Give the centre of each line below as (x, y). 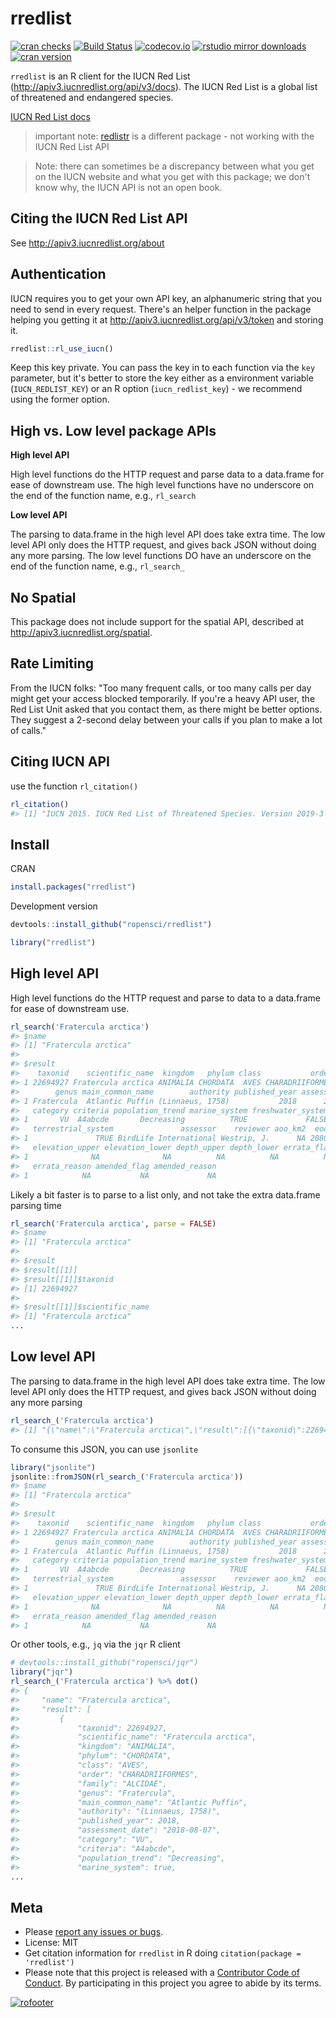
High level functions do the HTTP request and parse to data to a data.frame (165, 998)
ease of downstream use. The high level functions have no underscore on (162, 485)
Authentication (58, 274)
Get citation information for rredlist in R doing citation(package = (163, 1953)
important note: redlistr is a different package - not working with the (174, 136)
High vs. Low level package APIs (113, 430)
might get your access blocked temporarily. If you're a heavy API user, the (163, 698)
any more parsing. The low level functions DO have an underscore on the (161, 556)
